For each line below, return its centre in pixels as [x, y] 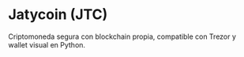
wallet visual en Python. [47, 44]
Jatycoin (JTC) [58, 15]
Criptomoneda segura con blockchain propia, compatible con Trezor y [122, 36]
